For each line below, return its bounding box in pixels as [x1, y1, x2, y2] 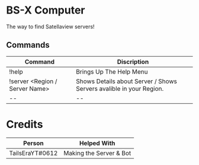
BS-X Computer [6, 4, 85, 17]
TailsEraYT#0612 [9, 148, 58, 157]
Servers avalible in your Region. [76, 84, 164, 93]
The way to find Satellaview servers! [6, 23, 95, 30]
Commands [6, 40, 50, 50]
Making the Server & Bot [63, 148, 131, 157]
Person [23, 139, 44, 147]
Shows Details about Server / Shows [76, 77, 178, 85]
